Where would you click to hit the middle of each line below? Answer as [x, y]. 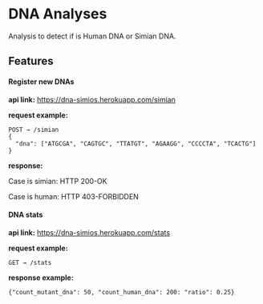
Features [31, 61]
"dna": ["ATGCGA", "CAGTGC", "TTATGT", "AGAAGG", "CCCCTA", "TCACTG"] [136, 144]
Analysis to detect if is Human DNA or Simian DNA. [92, 36]
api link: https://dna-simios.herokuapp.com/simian [92, 99]
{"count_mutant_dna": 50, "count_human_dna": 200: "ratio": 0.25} [121, 292]
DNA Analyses [58, 14]
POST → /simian [34, 130]
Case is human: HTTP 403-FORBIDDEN [73, 196]
